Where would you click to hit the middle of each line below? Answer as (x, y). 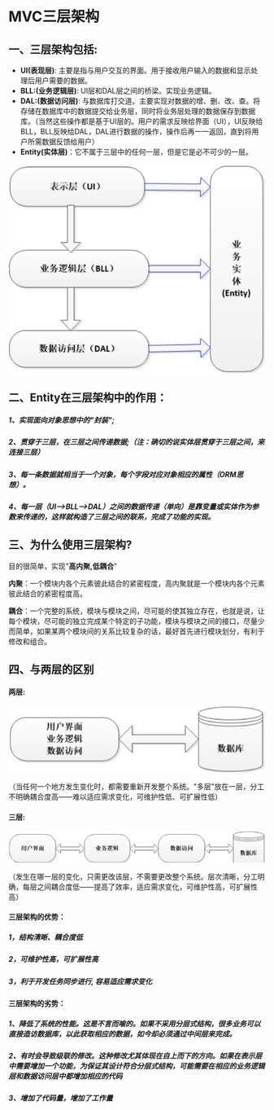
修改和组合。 (30, 641)
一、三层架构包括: (53, 49)
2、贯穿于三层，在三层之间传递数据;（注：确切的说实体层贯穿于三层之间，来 (137, 442)
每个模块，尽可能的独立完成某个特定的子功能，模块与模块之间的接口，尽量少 (137, 621)
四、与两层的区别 (51, 670)
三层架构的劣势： (37, 1003)
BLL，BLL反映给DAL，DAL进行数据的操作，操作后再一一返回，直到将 (136, 132)
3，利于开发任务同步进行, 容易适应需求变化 (80, 981)
